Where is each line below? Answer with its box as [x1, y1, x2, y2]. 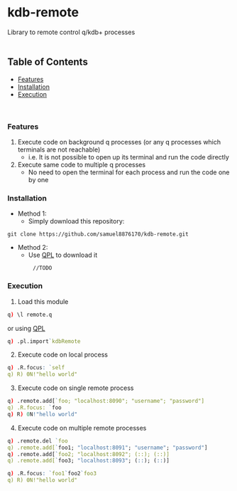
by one [28, 176, 49, 184]
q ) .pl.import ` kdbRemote [7, 337, 81, 345]
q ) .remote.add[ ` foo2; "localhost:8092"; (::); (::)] [7, 450, 170, 458]
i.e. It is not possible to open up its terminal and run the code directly [28, 153, 229, 162]
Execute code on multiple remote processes [17, 423, 147, 432]
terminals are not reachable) [17, 145, 101, 154]
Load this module [17, 297, 69, 306]
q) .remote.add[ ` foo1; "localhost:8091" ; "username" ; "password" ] [7, 444, 208, 451]
